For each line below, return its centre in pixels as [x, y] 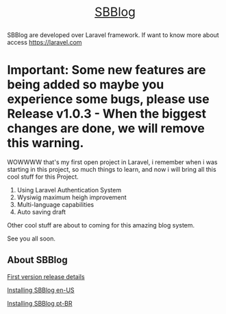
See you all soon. [32, 238]
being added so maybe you [86, 85]
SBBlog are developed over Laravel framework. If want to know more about [113, 35]
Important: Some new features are [106, 70]
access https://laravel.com [45, 42]
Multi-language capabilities [55, 204]
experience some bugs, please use [109, 99]
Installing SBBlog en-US [41, 290]
